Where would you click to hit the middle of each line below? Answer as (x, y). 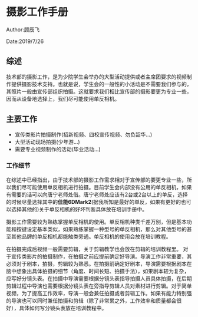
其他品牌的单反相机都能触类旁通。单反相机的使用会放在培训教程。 (91, 236)
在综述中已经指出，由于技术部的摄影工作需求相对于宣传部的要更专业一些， (96, 180)
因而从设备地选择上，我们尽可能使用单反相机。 (63, 98)
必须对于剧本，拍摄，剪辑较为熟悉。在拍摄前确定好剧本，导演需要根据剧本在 (99, 263)
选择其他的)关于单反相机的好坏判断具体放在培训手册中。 (79, 209)
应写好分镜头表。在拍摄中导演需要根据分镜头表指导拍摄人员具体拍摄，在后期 (99, 278)
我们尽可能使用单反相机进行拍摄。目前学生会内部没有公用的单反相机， (96, 187)
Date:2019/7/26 (25, 41)
